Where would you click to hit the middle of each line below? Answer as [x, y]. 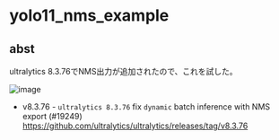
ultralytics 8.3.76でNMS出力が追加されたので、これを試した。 [123, 71]
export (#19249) [52, 116]
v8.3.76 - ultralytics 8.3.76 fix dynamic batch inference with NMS [146, 107]
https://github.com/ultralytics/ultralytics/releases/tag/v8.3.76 [135, 126]
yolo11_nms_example [89, 16]
